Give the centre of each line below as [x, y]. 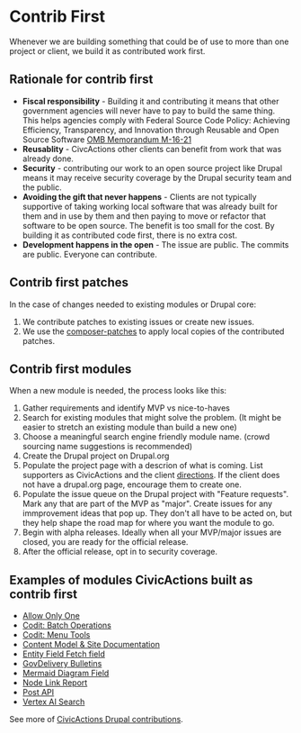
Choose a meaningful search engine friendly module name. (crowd [146, 437]
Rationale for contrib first [81, 80]
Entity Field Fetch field [64, 654]
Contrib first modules [71, 369]
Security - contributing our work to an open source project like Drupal [152, 167]
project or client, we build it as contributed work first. [107, 50]
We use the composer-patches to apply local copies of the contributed [153, 331]
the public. [42, 187]
